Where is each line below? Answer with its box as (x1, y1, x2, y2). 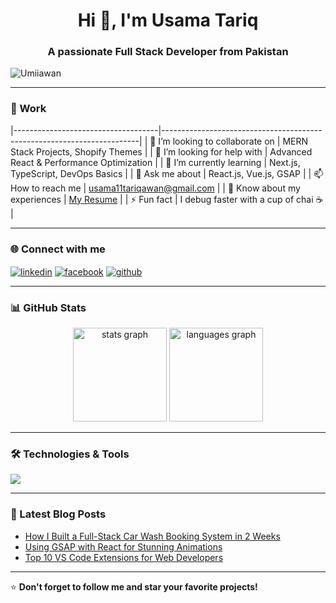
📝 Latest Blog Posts (10, 507, 107, 521)
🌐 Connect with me (10, 242, 106, 256)
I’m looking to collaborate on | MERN (158, 135, 309, 147)
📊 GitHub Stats (10, 300, 87, 314)
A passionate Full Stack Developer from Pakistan (47, 45, 289, 59)
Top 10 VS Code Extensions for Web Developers (24, 551, 224, 563)
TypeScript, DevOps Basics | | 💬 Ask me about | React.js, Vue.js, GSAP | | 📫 (10, 167, 324, 179)
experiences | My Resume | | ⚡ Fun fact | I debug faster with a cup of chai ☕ (10, 193, 324, 205)
